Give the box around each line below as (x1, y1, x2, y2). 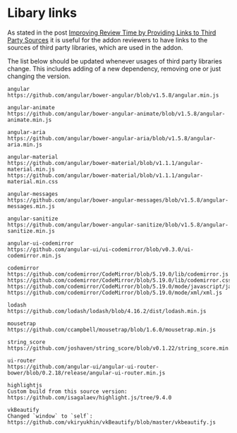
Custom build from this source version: (7, 388, 128, 395)
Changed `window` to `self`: (7, 413, 93, 420)
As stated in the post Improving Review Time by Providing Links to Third (7, 28, 217, 37)
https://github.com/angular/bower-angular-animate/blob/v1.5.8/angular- (7, 110, 226, 117)
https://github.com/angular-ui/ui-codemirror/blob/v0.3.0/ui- (7, 245, 194, 253)
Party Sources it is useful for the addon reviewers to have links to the (7, 35, 208, 44)
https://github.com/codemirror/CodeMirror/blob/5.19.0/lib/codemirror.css (7, 276, 232, 283)
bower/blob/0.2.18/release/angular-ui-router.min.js (7, 369, 166, 377)
